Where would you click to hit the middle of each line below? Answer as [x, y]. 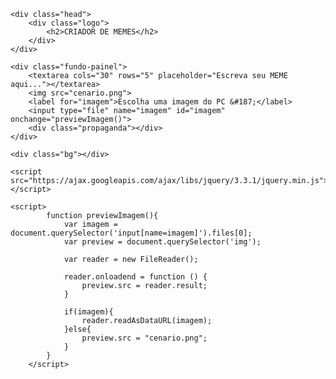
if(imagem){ [88, 312]
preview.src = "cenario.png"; [144, 338]
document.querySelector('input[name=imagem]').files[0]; [131, 233]
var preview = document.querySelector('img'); [162, 242]
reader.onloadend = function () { [135, 277]
